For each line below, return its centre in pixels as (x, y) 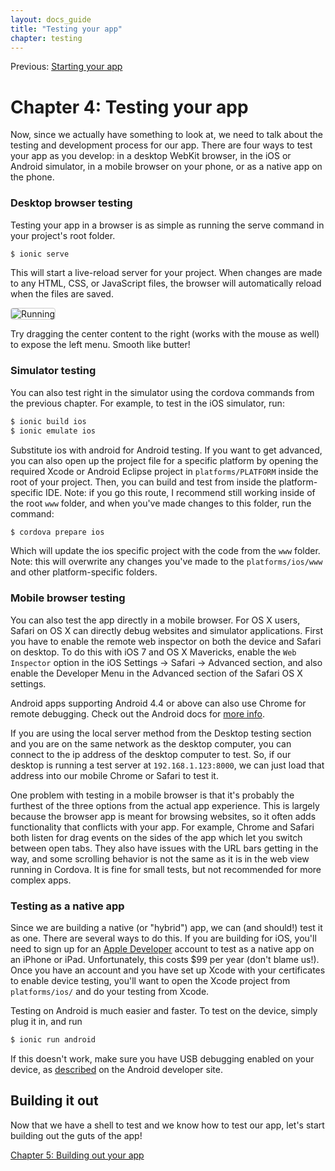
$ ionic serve (40, 254)
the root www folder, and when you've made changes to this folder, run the (161, 503)
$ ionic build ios (48, 421)
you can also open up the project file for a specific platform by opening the (164, 460)
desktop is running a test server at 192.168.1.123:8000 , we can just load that (167, 765)
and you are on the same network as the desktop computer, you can (151, 743)
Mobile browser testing (68, 598)
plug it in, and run (46, 1021)
